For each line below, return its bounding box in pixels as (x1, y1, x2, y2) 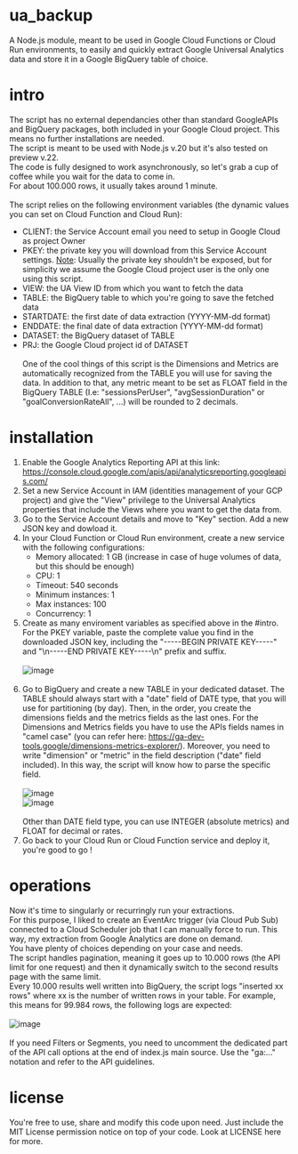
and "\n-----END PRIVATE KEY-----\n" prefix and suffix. (21, 646, 227, 657)
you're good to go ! (21, 844, 93, 855)
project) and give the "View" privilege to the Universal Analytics (21, 495, 256, 505)
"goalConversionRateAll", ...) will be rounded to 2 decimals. (21, 396, 238, 407)
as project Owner (21, 235, 86, 246)
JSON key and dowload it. (21, 522, 118, 534)
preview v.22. (9, 152, 60, 163)
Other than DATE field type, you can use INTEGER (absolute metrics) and (21, 816, 290, 827)
